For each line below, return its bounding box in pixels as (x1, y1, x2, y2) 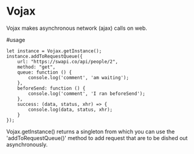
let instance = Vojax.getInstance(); (6, 47, 102, 54)
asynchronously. (6, 141, 48, 148)
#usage (6, 36, 26, 43)
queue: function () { (17, 69, 72, 75)
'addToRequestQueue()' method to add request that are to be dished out (6, 134, 188, 141)
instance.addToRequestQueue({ (6, 53, 83, 59)
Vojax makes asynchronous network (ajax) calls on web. (6, 24, 148, 32)
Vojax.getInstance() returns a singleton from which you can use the (6, 128, 175, 135)
